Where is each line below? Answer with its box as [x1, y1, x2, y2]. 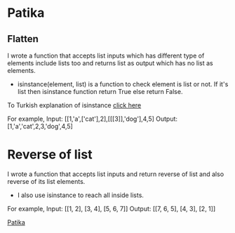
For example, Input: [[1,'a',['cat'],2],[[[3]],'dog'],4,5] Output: [7, 114, 177, 123]
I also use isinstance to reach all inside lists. [17, 191, 144, 199]
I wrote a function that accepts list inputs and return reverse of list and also [7, 170, 224, 178]
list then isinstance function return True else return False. [17, 88, 183, 95]
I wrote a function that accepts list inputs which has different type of [7, 51, 205, 60]
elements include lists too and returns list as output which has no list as [7, 59, 213, 67]
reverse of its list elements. [7, 177, 86, 185]
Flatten [7, 33, 39, 45]
